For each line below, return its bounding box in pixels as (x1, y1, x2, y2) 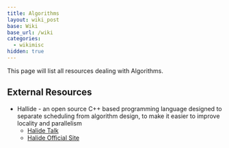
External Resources (7, 87, 92, 98)
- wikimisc (13, 42, 44, 48)
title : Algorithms (7, 10, 59, 17)
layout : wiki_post (7, 16, 59, 23)
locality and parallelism (16, 119, 82, 127)
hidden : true (7, 48, 44, 55)
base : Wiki (7, 23, 38, 29)
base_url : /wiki (7, 29, 53, 36)
